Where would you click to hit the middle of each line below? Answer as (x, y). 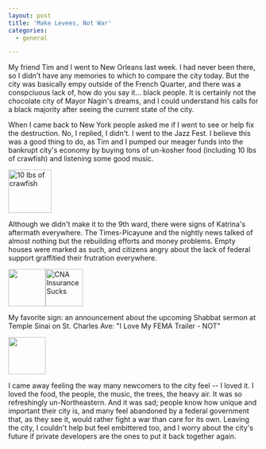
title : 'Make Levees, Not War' (60, 23)
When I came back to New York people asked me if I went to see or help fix (131, 125)
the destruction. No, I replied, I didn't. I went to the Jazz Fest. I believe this (130, 134)
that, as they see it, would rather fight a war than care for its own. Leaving (129, 420)
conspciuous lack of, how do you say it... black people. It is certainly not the (132, 93)
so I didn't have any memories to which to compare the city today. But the (129, 75)
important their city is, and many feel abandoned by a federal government (129, 411)
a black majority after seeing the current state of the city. (101, 110)
